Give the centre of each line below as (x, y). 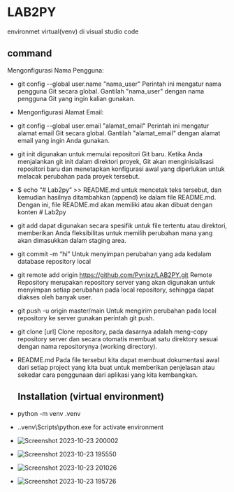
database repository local (54, 261)
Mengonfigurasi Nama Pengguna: (56, 70)
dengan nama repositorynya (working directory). (87, 346)
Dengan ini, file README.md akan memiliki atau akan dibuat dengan (115, 204)
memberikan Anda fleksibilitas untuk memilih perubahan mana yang (115, 233)
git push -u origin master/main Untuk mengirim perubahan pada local (117, 311)
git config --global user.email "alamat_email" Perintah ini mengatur (113, 126)
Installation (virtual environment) (91, 397)
